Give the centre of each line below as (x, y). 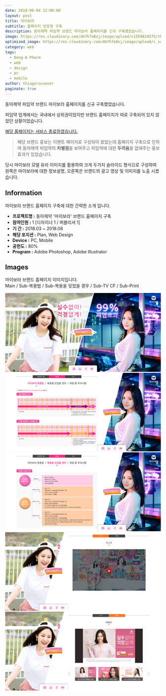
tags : (11, 52)
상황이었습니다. (29, 121)
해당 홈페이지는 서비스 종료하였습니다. (41, 131)
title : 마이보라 (20, 21)
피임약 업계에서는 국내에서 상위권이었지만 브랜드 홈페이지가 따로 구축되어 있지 (80, 114)
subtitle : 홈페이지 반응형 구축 (34, 26)
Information (24, 193)
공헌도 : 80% (25, 246)
